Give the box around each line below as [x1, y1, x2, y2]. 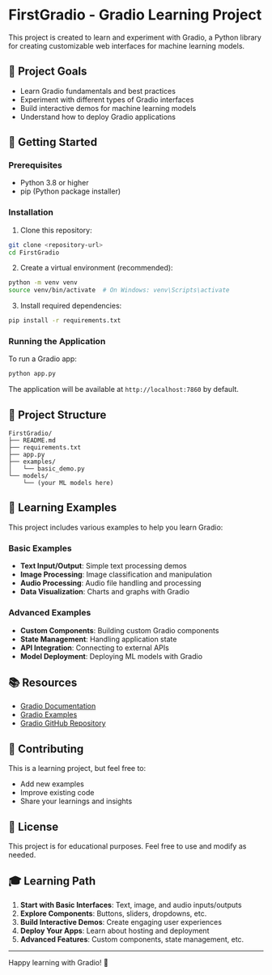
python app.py [8, 370, 57, 378]
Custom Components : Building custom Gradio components [19, 625, 219, 635]
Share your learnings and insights [19, 796, 133, 807]
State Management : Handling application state [19, 634, 177, 644]
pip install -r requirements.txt [8, 317, 121, 325]
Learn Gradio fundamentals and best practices [19, 86, 176, 96]
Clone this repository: [19, 225, 92, 235]
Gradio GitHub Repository [19, 718, 107, 728]
